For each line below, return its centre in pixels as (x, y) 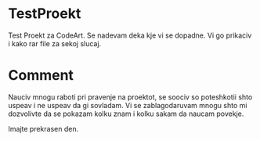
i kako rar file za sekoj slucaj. (55, 43)
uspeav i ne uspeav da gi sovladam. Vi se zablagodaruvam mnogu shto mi (128, 105)
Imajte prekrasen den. (43, 128)
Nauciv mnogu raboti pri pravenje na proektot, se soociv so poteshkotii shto (130, 97)
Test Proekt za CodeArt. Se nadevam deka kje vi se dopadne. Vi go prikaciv (130, 35)
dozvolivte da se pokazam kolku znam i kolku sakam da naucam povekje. (126, 114)
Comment (41, 76)
